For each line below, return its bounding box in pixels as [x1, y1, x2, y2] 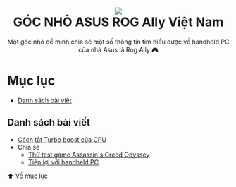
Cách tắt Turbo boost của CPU [17, 135, 107, 144]
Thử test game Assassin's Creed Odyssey [27, 150, 150, 159]
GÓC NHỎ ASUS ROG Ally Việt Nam [13, 14, 224, 30]
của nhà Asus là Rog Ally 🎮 [78, 45, 159, 54]
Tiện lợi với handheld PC [27, 157, 99, 166]
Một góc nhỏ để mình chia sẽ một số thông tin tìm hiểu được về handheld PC [7, 37, 230, 46]
